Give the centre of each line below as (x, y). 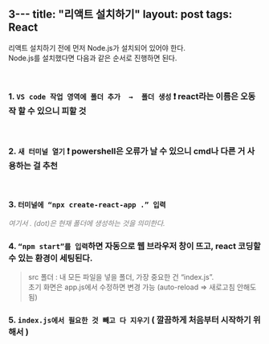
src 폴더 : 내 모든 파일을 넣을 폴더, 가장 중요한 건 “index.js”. (121, 277)
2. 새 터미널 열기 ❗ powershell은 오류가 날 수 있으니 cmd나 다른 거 (127, 151)
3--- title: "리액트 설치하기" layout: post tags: (120, 14)
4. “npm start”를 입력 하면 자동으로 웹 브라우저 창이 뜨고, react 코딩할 (134, 246)
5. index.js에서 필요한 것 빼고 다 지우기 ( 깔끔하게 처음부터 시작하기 (130, 320)
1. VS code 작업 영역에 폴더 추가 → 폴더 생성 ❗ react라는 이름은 (124, 96)
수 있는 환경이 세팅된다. (51, 258)
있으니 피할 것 (61, 111)
